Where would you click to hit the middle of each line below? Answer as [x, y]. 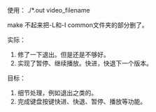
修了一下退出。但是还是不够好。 [63, 55]
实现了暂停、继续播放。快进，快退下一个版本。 [85, 63]
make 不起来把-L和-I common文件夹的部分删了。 [78, 25]
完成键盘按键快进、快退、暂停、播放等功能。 [82, 102]
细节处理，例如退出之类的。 [57, 93]
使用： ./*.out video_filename [49, 10]
